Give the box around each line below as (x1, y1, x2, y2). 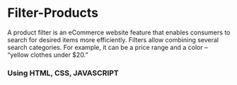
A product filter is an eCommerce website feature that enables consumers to (7, 28, 231, 37)
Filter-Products (7, 5, 99, 21)
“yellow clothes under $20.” (7, 51, 88, 59)
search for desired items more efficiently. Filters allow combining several (7, 35, 219, 44)
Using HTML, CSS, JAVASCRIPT (7, 68, 119, 78)
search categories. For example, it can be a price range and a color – (7, 43, 208, 51)
